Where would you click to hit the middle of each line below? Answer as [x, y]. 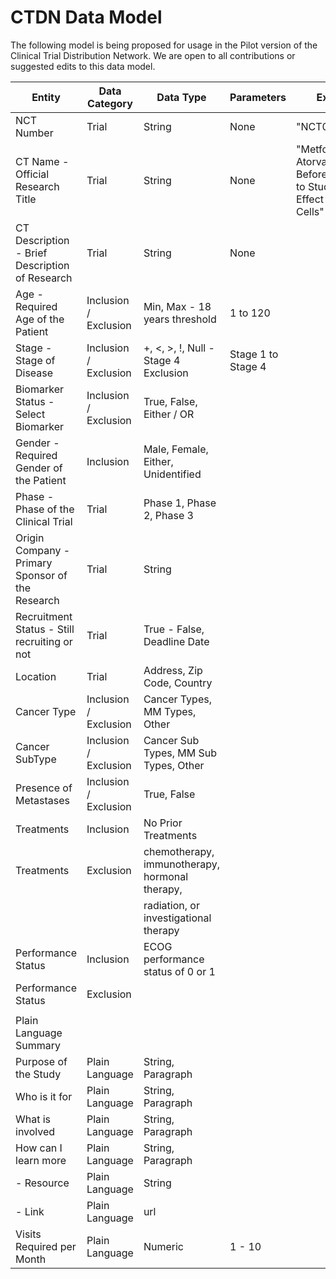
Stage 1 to [254, 354]
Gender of [39, 468]
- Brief [31, 253]
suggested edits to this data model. [83, 66]
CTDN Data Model [86, 17]
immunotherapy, [182, 864]
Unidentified [172, 474]
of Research [44, 278]
